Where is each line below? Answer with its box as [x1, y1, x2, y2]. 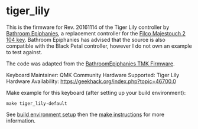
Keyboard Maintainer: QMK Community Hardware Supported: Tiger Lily [6, 71, 180, 78]
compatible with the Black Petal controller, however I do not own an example [6, 42, 192, 49]
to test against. [6, 48, 43, 55]
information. [6, 117, 36, 124]
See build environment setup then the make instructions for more [6, 111, 164, 118]
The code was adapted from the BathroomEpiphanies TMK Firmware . [6, 60, 176, 67]
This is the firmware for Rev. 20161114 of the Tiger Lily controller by [6, 24, 170, 31]
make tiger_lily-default [6, 100, 67, 107]
